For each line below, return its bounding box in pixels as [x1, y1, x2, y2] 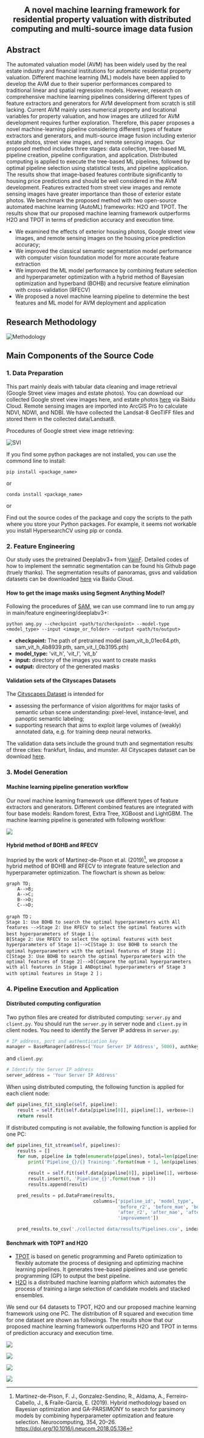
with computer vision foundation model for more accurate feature [15, 254, 179, 261]
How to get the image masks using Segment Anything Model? [6, 589, 165, 597]
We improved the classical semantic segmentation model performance [15, 247, 192, 255]
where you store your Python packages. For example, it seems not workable [6, 520, 197, 528]
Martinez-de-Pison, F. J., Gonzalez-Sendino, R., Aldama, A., [15, 1392, 165, 1400]
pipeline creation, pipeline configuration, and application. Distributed [6, 152, 178, 159]
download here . [6, 753, 46, 760]
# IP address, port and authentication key [6, 1038, 118, 1044]
